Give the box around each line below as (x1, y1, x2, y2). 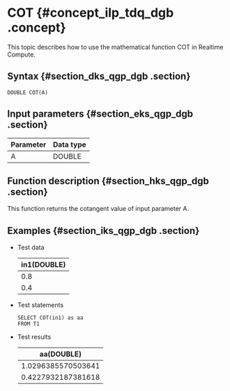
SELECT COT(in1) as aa (17, 314, 84, 322)
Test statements (17, 301, 64, 309)
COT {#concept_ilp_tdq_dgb (7, 5, 174, 21)
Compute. (7, 50, 36, 59)
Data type (52, 140, 86, 149)
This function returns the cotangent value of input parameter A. (7, 205, 190, 213)
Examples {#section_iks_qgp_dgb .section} (7, 225, 200, 237)
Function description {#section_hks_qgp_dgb (7, 175, 209, 186)
